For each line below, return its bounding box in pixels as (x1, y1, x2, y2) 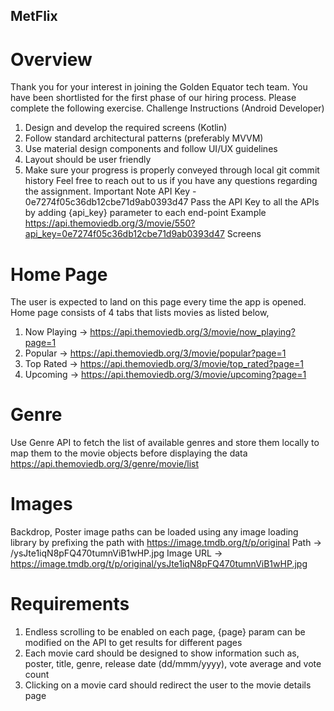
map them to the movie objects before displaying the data (10, 447, 248, 459)
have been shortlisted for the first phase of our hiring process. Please (10, 92, 297, 104)
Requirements (10, 593, 130, 616)
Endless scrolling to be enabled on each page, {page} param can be (24, 626, 306, 638)
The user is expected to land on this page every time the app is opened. (10, 296, 307, 308)
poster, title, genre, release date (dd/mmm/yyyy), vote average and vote (24, 658, 322, 670)
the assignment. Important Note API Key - (24, 185, 197, 198)
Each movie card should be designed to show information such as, (24, 647, 300, 659)
